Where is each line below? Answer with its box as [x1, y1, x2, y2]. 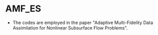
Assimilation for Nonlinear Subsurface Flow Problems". [12, 24, 128, 30]
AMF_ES [5, 3, 42, 14]
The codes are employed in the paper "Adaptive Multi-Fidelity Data [12, 19, 153, 25]
